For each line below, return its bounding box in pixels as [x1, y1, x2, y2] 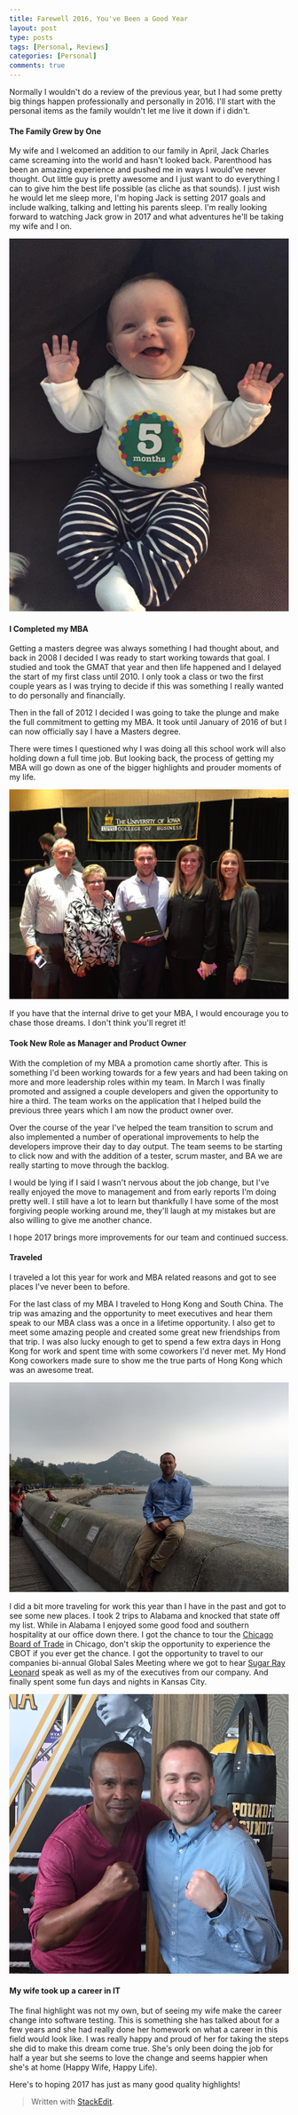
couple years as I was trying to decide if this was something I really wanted [9, 681, 284, 691]
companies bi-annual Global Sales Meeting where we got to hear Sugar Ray [9, 1657, 286, 1668]
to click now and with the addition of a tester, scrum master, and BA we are [9, 1150, 283, 1161]
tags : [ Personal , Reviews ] [9, 43, 109, 51]
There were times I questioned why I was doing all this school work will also [9, 744, 286, 754]
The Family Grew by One [9, 125, 102, 137]
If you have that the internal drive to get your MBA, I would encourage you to [9, 1008, 289, 1019]
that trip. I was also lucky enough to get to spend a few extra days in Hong [9, 1336, 281, 1346]
